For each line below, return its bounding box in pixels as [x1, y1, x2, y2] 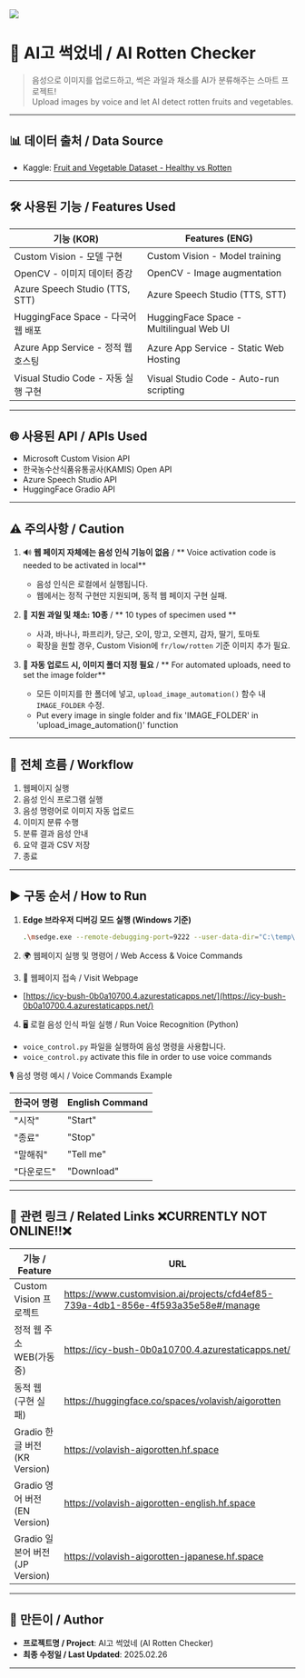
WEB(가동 [14, 1350, 55, 1363]
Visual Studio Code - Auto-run [146, 372, 280, 385]
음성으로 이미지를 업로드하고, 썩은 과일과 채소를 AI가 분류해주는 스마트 [31, 75, 280, 85]
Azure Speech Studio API [22, 474, 118, 485]
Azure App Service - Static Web [146, 341, 284, 354]
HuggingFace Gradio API [22, 484, 116, 494]
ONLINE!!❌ [9, 1224, 72, 1239]
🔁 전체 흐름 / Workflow [9, 756, 134, 772]
